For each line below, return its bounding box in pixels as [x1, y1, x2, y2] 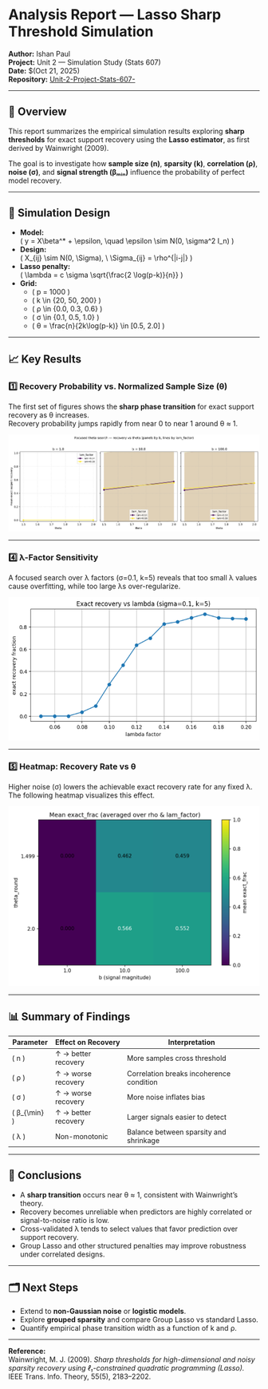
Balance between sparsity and [127, 1127, 227, 1137]
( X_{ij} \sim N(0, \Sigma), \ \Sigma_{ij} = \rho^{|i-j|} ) [19, 253, 193, 263]
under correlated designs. [19, 1249, 105, 1259]
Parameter [12, 1038, 48, 1047]
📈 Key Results [8, 352, 82, 366]
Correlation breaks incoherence [127, 1068, 231, 1078]
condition [127, 1077, 158, 1086]
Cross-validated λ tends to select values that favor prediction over [19, 1224, 238, 1233]
